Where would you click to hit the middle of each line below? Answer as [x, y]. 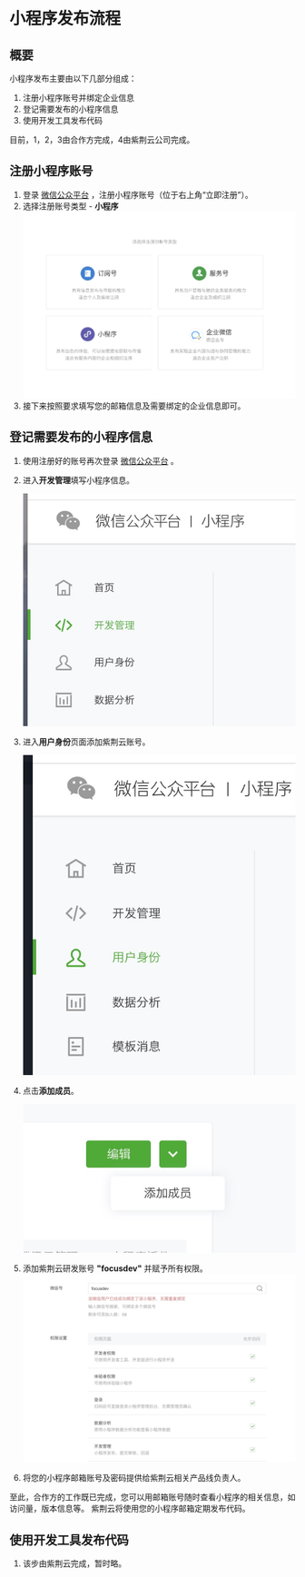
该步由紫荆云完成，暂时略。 [74, 1563]
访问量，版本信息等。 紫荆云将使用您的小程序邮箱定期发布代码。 [130, 1509]
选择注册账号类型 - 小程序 [71, 206]
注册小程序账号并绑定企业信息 [78, 98]
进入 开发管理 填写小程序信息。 [78, 480]
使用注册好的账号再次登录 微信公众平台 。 [100, 460]
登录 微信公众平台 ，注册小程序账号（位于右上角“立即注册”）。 [138, 194]
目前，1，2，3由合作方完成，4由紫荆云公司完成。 [102, 140]
